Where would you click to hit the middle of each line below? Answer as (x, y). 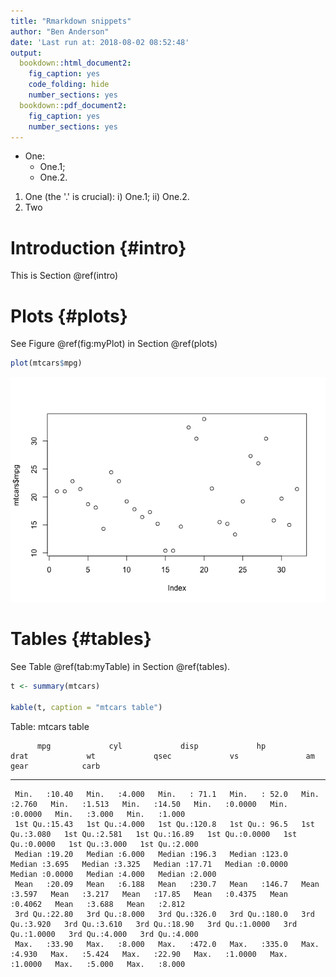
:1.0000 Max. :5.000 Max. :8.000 (98, 964)
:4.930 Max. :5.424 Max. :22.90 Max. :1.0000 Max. (149, 954)
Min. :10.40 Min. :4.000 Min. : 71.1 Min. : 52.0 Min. (167, 794)
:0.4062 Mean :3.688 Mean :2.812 (98, 904)
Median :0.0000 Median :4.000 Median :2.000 (113, 874)
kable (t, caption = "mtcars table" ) (86, 707)
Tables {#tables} (81, 639)
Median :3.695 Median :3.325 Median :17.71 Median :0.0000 (149, 864)
